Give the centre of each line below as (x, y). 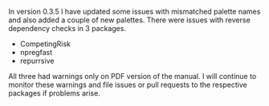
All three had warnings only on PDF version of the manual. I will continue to (132, 76)
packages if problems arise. (54, 93)
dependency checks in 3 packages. (67, 28)
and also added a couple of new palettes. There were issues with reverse (129, 20)
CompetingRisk (45, 44)
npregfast (36, 52)
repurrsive (37, 61)
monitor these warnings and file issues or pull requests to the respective (128, 84)
